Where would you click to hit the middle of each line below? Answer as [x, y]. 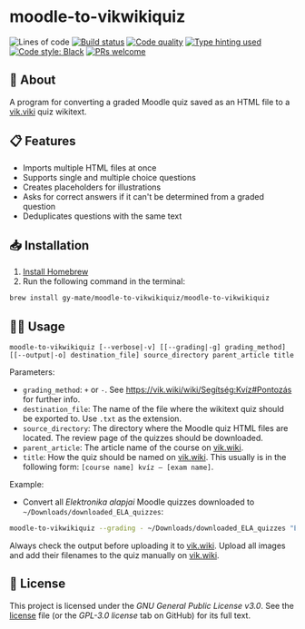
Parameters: [32, 372]
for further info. [51, 399]
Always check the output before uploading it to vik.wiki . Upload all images [148, 545]
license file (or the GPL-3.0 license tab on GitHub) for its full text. [130, 615]
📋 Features [43, 141]
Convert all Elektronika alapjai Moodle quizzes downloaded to [138, 502]
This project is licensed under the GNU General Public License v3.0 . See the [152, 605]
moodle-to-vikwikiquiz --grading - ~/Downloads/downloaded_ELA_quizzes [148, 528]
